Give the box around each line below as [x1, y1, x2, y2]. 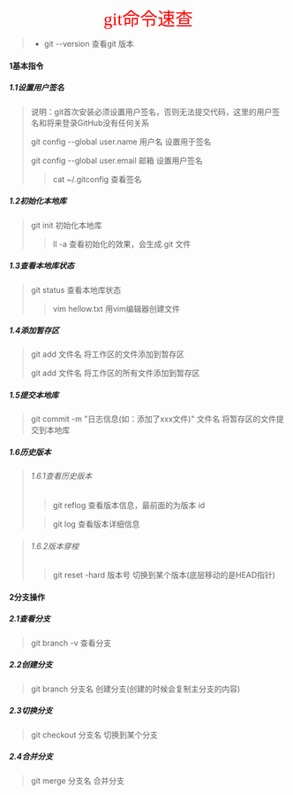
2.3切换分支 [9, 706, 53, 716]
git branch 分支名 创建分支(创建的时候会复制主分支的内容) [30, 683, 241, 694]
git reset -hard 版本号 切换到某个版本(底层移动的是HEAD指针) [52, 570, 276, 581]
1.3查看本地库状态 [9, 260, 75, 271]
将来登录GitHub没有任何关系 [46, 117, 150, 127]
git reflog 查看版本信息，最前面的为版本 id [52, 500, 206, 511]
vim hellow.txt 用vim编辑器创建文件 [52, 303, 181, 313]
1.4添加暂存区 [9, 325, 60, 336]
